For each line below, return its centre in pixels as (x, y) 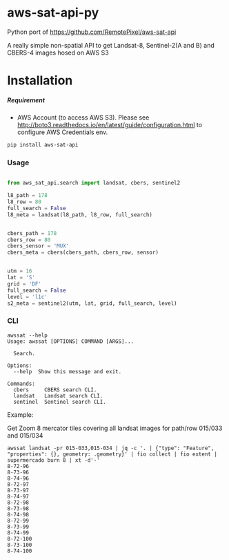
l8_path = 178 (28, 196)
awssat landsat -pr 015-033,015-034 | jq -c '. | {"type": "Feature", (111, 448)
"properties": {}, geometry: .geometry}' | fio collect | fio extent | (112, 454)
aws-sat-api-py (53, 13)
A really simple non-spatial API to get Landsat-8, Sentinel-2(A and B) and (111, 45)
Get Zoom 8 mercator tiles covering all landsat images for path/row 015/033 (115, 428)
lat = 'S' (21, 278)
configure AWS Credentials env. (62, 132)
